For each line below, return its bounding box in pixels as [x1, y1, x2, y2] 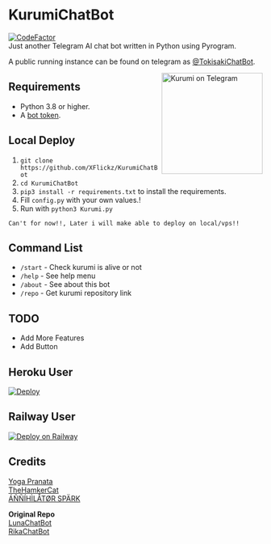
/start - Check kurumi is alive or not [19, 263, 143, 272]
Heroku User [8, 365, 73, 379]
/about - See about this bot [19, 280, 110, 289]
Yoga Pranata [8, 476, 53, 486]
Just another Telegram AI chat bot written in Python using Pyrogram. [8, 40, 236, 50]
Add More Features [19, 333, 85, 343]
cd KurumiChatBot [19, 179, 79, 188]
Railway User [8, 410, 76, 424]
